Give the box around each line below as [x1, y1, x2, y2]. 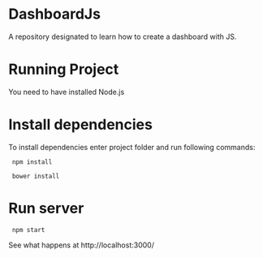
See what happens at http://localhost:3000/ [8, 240, 154, 250]
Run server [8, 200, 84, 217]
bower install [11, 172, 60, 180]
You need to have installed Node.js [8, 87, 125, 97]
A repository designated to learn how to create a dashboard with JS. [8, 32, 237, 41]
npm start [11, 226, 45, 234]
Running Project [8, 60, 119, 79]
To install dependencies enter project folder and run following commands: [8, 142, 256, 152]
